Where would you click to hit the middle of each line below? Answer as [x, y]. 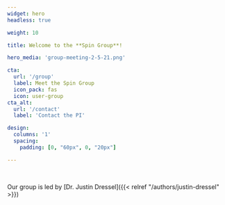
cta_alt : [20, 102]
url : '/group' [34, 77]
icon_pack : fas [35, 90]
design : [18, 128]
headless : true [29, 20]
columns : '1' [32, 135]
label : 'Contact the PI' [49, 115]
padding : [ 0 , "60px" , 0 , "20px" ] [68, 147]
